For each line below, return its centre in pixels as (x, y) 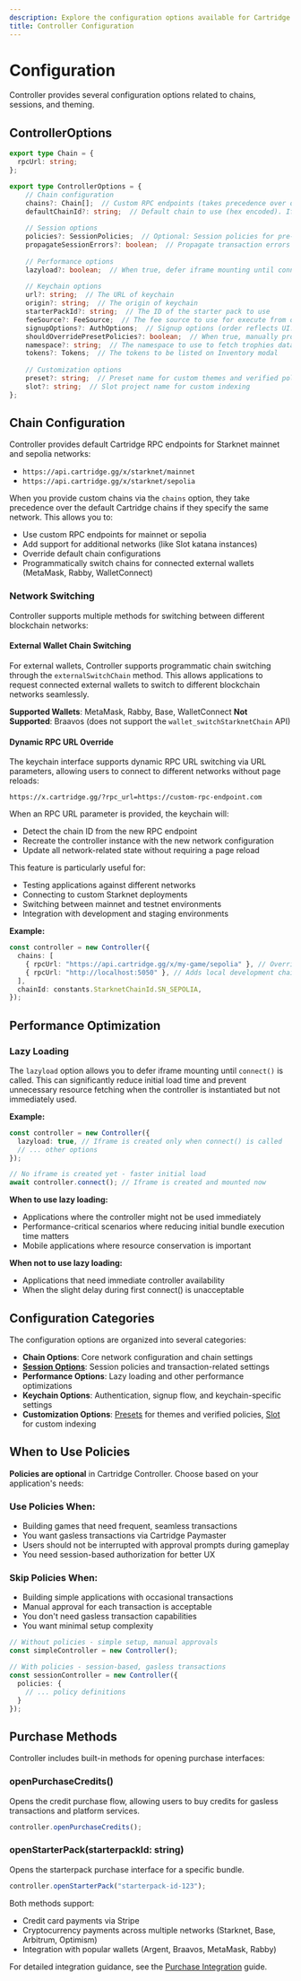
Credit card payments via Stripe (81, 1920)
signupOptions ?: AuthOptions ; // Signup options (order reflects (152, 328)
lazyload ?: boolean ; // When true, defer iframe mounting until (150, 270)
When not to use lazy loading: (66, 1263)
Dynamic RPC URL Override (61, 742)
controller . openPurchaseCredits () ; (76, 1827)
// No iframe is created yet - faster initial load (107, 1174)
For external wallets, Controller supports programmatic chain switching (140, 666)
